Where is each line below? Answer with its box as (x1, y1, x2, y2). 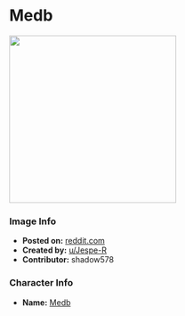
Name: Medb (21, 296, 71, 308)
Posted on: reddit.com (21, 236, 105, 246)
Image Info (9, 215, 56, 228)
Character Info (9, 277, 74, 289)
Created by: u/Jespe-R (21, 245, 107, 255)
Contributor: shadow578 (21, 254, 114, 265)
